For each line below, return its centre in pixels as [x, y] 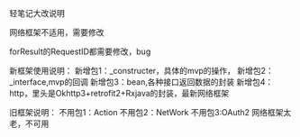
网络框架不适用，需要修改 [57, 32]
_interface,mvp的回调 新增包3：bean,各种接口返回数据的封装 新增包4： [141, 82]
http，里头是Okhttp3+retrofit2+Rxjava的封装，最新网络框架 [119, 93]
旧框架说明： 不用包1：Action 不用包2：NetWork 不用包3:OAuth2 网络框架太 [150, 112]
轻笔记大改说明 [37, 13]
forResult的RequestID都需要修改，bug [80, 51]
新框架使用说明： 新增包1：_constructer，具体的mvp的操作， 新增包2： [142, 71]
